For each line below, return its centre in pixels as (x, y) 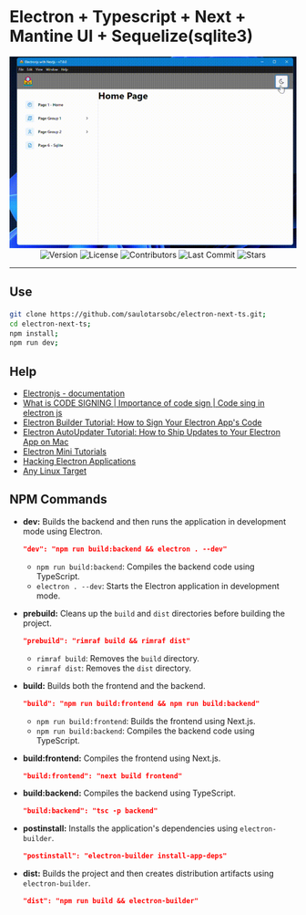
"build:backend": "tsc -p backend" (90, 811)
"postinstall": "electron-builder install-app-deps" (125, 856)
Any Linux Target (55, 471)
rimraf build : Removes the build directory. (118, 658)
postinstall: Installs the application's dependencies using (130, 828)
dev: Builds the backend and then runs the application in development (154, 521)
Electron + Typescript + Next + (128, 17)
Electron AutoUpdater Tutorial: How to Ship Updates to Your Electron (151, 432)
